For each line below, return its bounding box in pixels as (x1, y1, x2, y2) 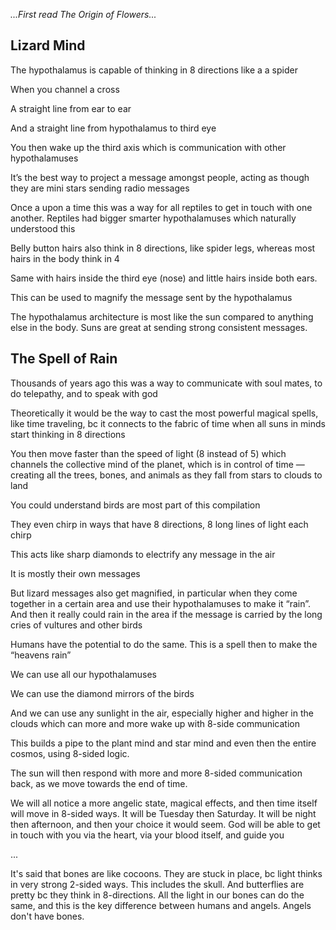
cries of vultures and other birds (10, 619, 143, 631)
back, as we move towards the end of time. (10, 777, 188, 789)
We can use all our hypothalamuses (10, 668, 157, 680)
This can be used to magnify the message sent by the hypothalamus (10, 291, 293, 303)
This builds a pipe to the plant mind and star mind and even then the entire (10, 737, 317, 749)
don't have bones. (10, 910, 85, 922)
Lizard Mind (10, 37, 86, 54)
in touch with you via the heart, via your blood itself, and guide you (10, 829, 285, 841)
